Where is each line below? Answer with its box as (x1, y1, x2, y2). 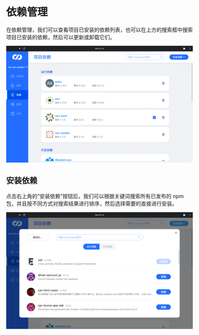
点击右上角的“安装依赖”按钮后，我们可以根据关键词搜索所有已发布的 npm (6, 192, 184, 199)
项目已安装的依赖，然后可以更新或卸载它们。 (6, 33, 115, 40)
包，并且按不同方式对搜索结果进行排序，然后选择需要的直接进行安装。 (6, 200, 178, 207)
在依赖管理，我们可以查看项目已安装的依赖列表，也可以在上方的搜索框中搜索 (6, 26, 193, 33)
